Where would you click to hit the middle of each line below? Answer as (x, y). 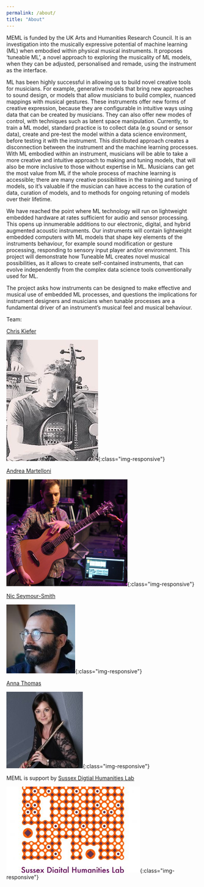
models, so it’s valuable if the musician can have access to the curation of (99, 186)
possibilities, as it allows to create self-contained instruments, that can (95, 263)
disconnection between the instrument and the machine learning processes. (102, 147)
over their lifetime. (29, 199)
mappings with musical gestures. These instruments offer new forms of (96, 102)
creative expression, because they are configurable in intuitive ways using (100, 108)
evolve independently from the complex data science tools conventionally (99, 269)
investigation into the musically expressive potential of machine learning (97, 44)
